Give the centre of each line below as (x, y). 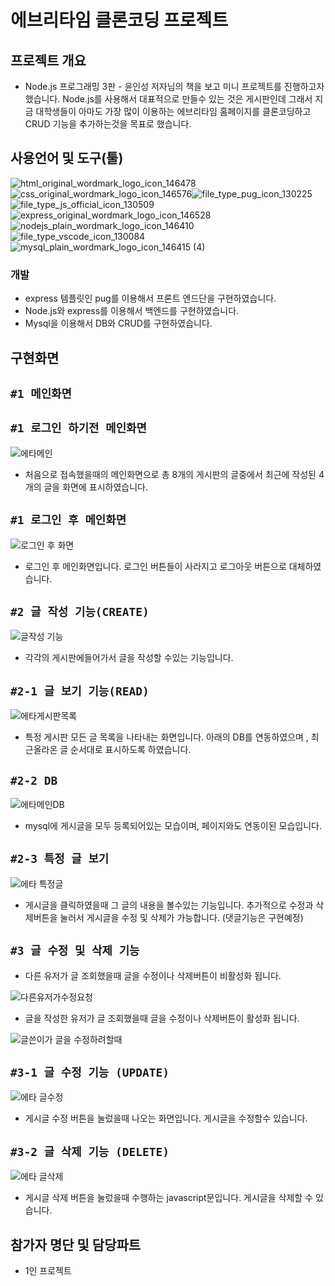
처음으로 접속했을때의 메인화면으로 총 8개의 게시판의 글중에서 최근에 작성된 (170, 474)
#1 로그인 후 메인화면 (68, 520)
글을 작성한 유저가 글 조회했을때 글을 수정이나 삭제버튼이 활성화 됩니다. (162, 1018)
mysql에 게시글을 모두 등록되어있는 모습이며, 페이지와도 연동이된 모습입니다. (173, 825)
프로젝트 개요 (48, 60)
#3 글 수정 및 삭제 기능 (75, 951)
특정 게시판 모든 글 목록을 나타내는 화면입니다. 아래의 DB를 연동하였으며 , (166, 737)
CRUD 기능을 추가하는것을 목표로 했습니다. (108, 124)
